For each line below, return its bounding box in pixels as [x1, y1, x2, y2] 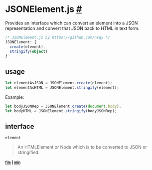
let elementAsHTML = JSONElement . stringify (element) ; [5, 85, 120, 90]
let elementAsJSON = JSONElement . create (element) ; [5, 81, 113, 86]
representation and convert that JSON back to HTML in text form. [5, 25, 140, 31]
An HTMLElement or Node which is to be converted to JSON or [17, 144, 147, 150]
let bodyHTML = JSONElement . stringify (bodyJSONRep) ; [5, 108, 117, 113]
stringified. [17, 150, 40, 156]
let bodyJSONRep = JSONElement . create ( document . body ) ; [5, 104, 122, 109]
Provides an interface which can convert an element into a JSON [5, 20, 138, 26]
